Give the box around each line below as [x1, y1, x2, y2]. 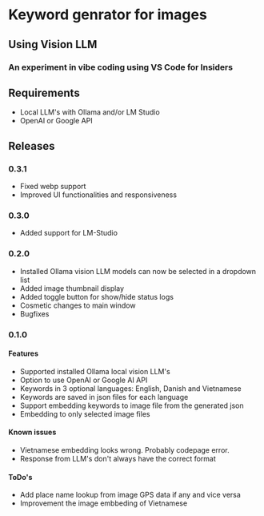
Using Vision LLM [8, 38, 98, 51]
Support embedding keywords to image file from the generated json [19, 401, 244, 410]
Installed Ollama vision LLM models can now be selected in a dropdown [19, 266, 257, 276]
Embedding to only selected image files [19, 409, 150, 418]
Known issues [8, 427, 57, 437]
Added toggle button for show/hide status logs [19, 292, 174, 301]
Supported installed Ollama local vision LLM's [19, 366, 170, 376]
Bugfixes [19, 308, 50, 318]
